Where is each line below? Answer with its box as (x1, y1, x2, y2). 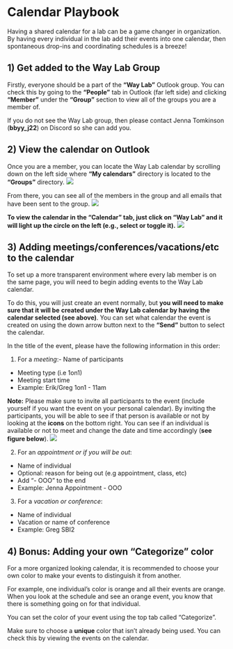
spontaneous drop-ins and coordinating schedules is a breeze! (7, 42, 187, 50)
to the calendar (7, 252, 74, 264)
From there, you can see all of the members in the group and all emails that (7, 191, 223, 199)
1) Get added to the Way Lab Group (7, 62, 161, 74)
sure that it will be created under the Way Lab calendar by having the (7, 306, 210, 315)
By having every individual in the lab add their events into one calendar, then (7, 34, 226, 42)
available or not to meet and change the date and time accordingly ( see (7, 427, 212, 435)
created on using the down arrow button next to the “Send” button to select (7, 321, 225, 329)
